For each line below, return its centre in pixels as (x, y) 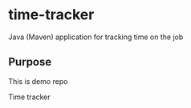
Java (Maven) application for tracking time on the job (96, 37)
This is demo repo (38, 81)
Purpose (30, 62)
